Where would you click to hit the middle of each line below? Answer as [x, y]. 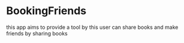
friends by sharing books [37, 33]
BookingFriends [46, 11]
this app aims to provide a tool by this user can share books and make [92, 27]
